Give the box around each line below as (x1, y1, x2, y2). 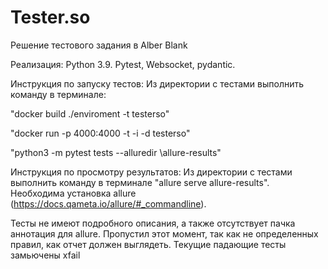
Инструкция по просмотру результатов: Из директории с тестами (10, 166, 293, 178)
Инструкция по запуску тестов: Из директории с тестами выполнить (10, 77, 305, 90)
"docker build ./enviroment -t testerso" (10, 107, 170, 120)
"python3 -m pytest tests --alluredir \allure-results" (10, 146, 222, 158)
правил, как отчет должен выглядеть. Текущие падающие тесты (10, 238, 287, 250)
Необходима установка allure (10, 187, 137, 199)
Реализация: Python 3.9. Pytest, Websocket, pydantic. (10, 58, 236, 70)
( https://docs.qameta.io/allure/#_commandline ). (10, 197, 207, 210)
